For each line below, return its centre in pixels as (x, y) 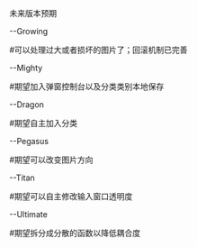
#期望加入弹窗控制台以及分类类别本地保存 (87, 87)
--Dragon (27, 105)
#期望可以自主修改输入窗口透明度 (71, 196)
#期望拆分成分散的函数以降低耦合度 (75, 233)
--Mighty (26, 68)
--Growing (29, 31)
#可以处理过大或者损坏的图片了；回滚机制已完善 (98, 50)
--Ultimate (28, 214)
